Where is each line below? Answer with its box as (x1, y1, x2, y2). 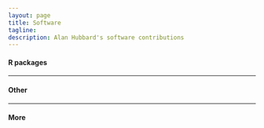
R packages (8, 57, 48, 67)
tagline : (8, 26, 37, 34)
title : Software (8, 19, 61, 27)
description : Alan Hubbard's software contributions (8, 33, 185, 42)
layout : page (8, 11, 51, 20)
